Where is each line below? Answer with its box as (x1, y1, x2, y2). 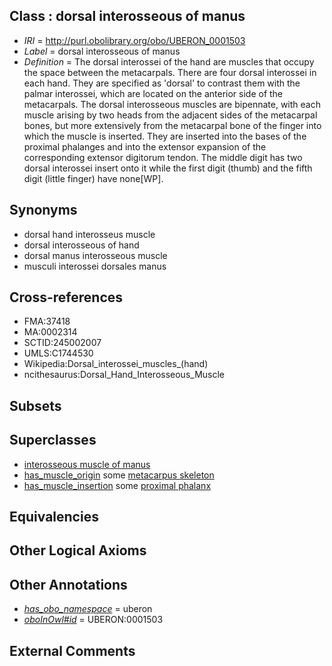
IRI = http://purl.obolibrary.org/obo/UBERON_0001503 (23, 34, 246, 46)
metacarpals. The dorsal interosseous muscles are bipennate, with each (23, 98, 321, 110)
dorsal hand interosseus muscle (23, 228, 156, 240)
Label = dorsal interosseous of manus (23, 45, 181, 57)
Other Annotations (9, 576, 128, 593)
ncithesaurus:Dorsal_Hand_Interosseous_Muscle (23, 369, 226, 381)
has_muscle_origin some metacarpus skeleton (23, 469, 215, 481)
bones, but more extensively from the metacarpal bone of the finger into (23, 119, 322, 131)
